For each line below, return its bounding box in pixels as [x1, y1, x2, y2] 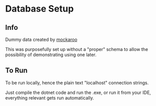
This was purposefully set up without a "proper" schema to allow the [5, 46, 148, 52]
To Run [5, 66, 28, 75]
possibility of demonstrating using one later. [5, 51, 97, 58]
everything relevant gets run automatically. [5, 94, 94, 101]
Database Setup [5, 3, 74, 15]
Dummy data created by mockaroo [5, 36, 77, 42]
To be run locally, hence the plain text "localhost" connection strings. [5, 79, 149, 86]
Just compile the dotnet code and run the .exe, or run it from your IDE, [5, 89, 151, 95]
